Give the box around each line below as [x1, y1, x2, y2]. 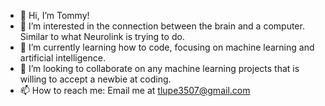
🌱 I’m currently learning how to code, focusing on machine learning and [19, 41, 315, 53]
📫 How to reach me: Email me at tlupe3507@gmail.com [19, 85, 251, 96]
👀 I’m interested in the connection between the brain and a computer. [19, 20, 305, 32]
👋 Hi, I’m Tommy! [19, 10, 90, 21]
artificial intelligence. [19, 52, 106, 64]
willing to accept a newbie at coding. [19, 73, 172, 85]
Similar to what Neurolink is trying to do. [19, 31, 185, 42]
